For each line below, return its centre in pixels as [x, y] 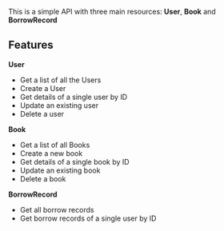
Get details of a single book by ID [74, 161]
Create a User [43, 88]
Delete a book [43, 178]
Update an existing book [60, 170]
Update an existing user [59, 105]
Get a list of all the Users [60, 80]
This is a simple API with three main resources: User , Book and [112, 12]
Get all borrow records [57, 209]
